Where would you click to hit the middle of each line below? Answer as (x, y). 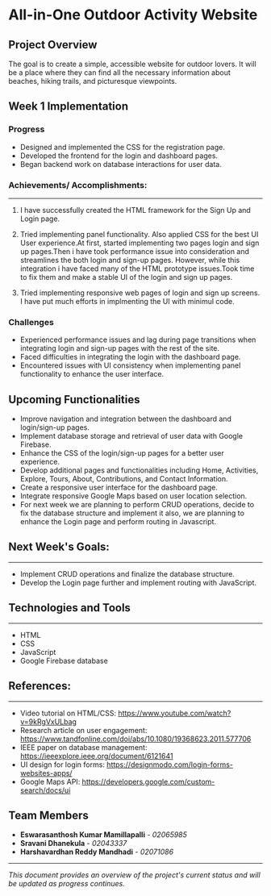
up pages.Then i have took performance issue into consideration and (135, 251)
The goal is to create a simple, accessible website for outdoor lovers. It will (132, 64)
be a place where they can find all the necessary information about (120, 73)
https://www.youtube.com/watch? (175, 713)
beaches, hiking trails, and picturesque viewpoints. (93, 81)
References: (40, 686)
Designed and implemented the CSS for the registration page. (123, 147)
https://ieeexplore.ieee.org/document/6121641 (96, 756)
